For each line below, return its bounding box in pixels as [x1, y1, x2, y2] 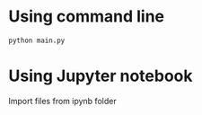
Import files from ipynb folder [8, 95, 118, 106]
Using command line [8, 6, 165, 27]
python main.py [8, 36, 66, 45]
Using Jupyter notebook [8, 66, 193, 86]
